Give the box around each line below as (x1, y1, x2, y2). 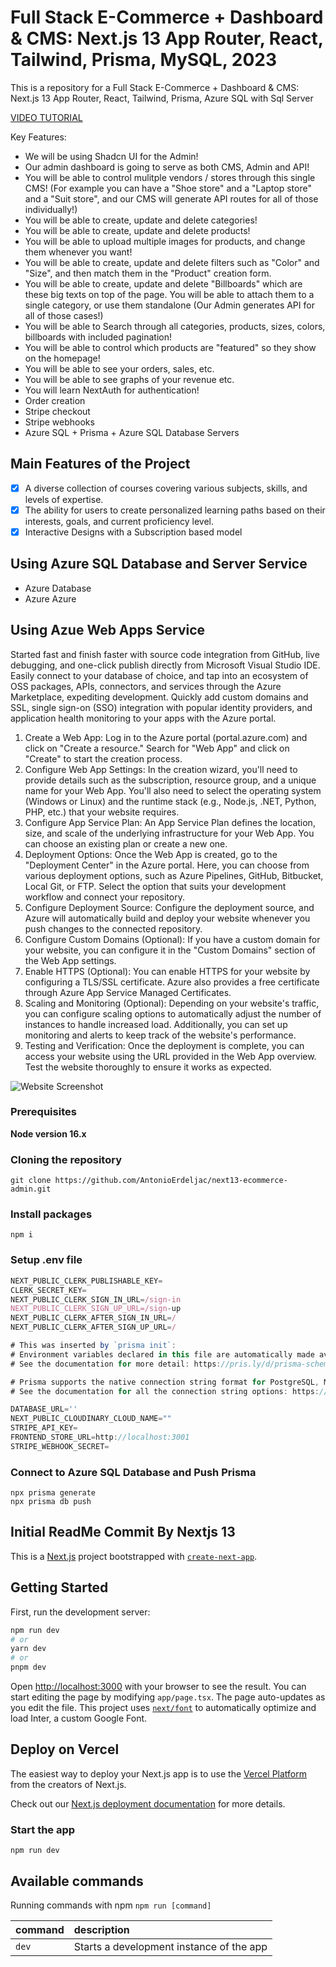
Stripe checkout (24, 405, 91, 417)
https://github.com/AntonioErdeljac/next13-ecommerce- (54, 1176, 288, 1186)
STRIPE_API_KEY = (10, 1423, 78, 1433)
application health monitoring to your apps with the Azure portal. (10, 712, 277, 724)
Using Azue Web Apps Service (10, 622, 206, 639)
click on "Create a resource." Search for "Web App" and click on (24, 742, 290, 754)
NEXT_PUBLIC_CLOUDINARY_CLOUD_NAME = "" (10, 1414, 172, 1424)
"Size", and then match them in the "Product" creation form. (24, 267, 272, 279)
